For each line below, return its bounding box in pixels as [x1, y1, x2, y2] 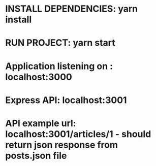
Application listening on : [5, 60, 113, 72]
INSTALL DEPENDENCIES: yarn [5, 3, 138, 15]
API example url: [5, 117, 76, 129]
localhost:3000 [5, 71, 72, 83]
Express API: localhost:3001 [5, 94, 127, 106]
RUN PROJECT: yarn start [5, 37, 115, 49]
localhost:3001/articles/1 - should [5, 128, 151, 140]
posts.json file [5, 150, 67, 161]
